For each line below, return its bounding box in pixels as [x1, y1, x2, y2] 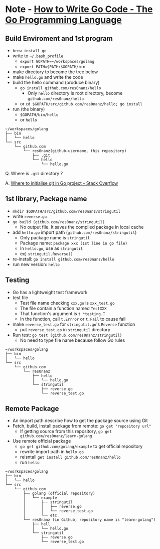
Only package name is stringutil [20, 234, 90, 240]
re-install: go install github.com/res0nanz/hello [12, 256, 114, 262]
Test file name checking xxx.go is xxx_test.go [20, 300, 115, 306]
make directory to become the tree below [12, 69, 98, 75]
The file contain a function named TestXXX [20, 305, 107, 311]
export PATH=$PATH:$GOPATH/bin [20, 64, 86, 69]
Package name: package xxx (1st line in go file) [20, 240, 128, 246]
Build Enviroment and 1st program [5, 34, 113, 43]
